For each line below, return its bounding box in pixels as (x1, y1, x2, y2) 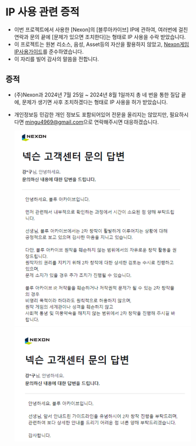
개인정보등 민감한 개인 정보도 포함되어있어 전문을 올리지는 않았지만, (14, 111, 168, 118)
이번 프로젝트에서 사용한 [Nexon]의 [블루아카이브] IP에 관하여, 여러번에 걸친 (14, 26, 188, 33)
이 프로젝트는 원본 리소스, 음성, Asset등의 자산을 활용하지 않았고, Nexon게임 (14, 41, 190, 48)
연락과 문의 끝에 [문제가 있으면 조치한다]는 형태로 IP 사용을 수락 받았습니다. (14, 33, 186, 40)
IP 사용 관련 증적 (5, 5, 80, 19)
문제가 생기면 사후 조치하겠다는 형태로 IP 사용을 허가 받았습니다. (22, 98, 168, 105)
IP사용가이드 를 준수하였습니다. (14, 48, 84, 55)
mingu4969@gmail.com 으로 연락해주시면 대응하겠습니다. (25, 118, 160, 125)
